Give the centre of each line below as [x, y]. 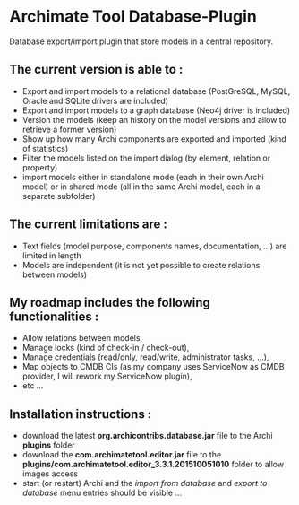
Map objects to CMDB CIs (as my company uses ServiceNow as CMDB [153, 367]
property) [40, 167]
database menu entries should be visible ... [102, 493]
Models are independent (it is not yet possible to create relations [141, 265]
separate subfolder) [59, 196]
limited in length [52, 255]
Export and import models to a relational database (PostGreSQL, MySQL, [156, 91]
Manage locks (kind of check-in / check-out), [106, 348]
